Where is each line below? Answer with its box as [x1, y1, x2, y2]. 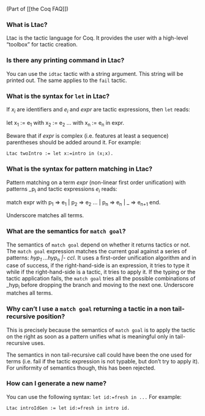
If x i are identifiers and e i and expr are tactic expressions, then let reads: [6, 105, 191, 114]
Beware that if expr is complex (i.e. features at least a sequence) [6, 132, 169, 139]
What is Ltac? [6, 20, 48, 29]
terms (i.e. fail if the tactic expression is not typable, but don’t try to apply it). [6, 357, 199, 365]
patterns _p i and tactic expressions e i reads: [6, 185, 117, 194]
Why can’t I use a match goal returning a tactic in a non [6, 305, 171, 313]
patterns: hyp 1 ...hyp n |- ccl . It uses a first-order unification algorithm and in [6, 254, 197, 262]
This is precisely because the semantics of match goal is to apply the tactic [6, 326, 196, 333]
